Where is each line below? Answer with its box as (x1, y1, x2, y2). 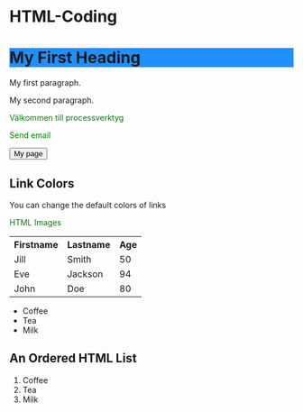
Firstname (14, 238, 59, 251)
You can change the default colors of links (9, 199, 167, 210)
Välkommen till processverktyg (9, 113, 124, 124)
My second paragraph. (9, 95, 95, 105)
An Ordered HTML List (9, 351, 137, 366)
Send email (9, 130, 51, 141)
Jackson (67, 268, 104, 280)
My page (14, 149, 43, 159)
